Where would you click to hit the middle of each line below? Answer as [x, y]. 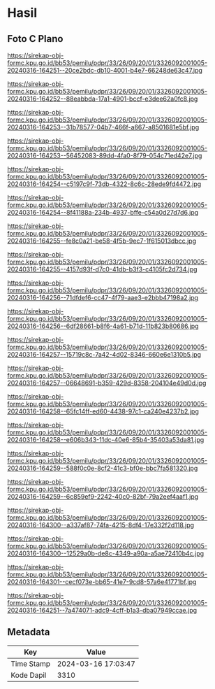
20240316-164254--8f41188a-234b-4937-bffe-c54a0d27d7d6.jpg [103, 212]
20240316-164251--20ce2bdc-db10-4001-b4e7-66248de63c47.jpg [105, 70]
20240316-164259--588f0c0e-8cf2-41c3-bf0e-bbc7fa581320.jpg [103, 468]
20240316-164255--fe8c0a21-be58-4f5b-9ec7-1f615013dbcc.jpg [102, 241]
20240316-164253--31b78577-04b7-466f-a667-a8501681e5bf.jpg [103, 127]
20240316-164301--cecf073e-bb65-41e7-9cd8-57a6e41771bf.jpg [102, 582]
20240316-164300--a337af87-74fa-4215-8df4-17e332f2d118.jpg [101, 525]
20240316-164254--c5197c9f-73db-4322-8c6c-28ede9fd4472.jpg [104, 184]
